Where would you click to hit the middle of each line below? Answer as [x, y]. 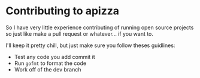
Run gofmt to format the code [50, 63]
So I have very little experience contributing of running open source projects [100, 27]
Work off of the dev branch [48, 69]
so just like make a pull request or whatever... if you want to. [80, 33]
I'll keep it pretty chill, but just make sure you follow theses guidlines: [90, 45]
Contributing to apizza [62, 11]
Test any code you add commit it [54, 57]
